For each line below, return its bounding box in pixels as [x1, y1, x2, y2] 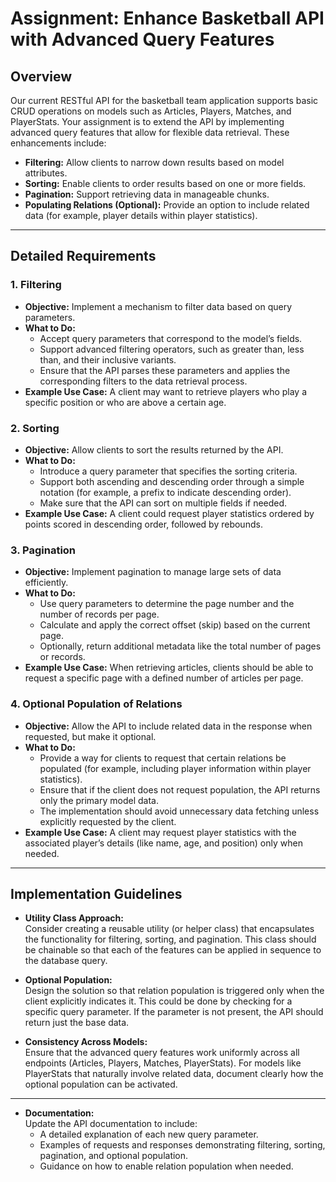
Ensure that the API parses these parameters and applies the [39, 364, 291, 376]
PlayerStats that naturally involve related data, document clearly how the [24, 1068, 324, 1080]
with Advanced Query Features [10, 28, 275, 51]
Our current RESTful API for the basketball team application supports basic [10, 95, 319, 106]
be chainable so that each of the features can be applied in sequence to [24, 944, 322, 956]
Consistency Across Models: [24, 1036, 148, 1048]
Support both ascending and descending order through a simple [39, 475, 305, 487]
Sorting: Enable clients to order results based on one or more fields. [24, 178, 307, 189]
